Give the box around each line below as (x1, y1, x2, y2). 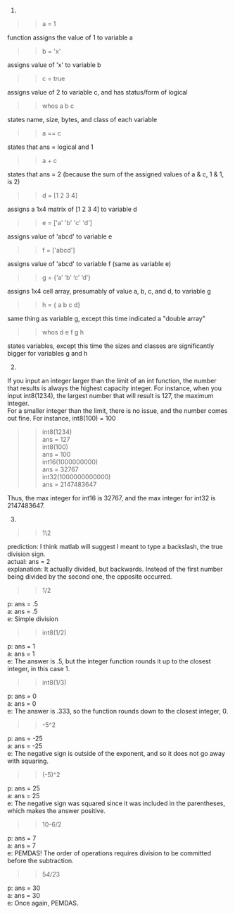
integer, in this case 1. (7, 665, 70, 673)
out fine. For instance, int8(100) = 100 (7, 414, 116, 422)
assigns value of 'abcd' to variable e (7, 232, 113, 241)
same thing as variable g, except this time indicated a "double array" (7, 314, 205, 323)
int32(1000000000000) (42, 473, 111, 481)
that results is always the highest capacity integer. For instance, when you (7, 384, 222, 392)
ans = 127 (42, 435, 70, 443)
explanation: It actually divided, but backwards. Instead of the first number (7, 565, 223, 573)
